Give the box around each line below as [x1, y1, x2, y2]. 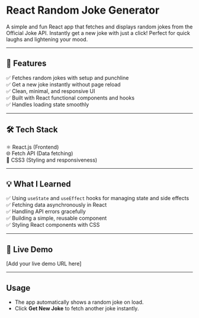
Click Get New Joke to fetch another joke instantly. [14, 305, 139, 311]
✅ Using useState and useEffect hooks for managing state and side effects [6, 195, 190, 202]
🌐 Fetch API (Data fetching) [6, 149, 73, 157]
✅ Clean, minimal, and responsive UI [6, 87, 95, 95]
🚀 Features [6, 59, 47, 69]
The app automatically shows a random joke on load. [14, 298, 144, 306]
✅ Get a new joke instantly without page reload [6, 81, 121, 88]
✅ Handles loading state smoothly [6, 101, 89, 108]
